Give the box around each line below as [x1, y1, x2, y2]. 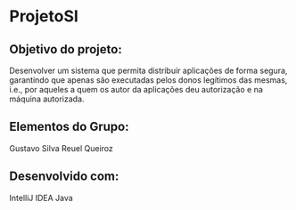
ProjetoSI [9, 6, 78, 27]
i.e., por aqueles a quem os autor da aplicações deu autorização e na [9, 85, 263, 94]
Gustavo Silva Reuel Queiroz [9, 142, 114, 153]
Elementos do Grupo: [9, 119, 129, 134]
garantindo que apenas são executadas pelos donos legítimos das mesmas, [9, 75, 288, 85]
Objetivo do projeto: [9, 42, 122, 57]
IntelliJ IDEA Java [9, 192, 73, 203]
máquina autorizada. [9, 93, 85, 104]
